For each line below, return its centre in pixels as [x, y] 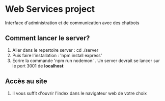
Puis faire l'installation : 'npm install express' [57, 55]
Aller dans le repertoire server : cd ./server [55, 50]
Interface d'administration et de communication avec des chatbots [72, 23]
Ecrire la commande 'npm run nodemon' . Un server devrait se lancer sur [86, 61]
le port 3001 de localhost [38, 66]
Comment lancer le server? [47, 38]
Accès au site [26, 82]
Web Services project [50, 9]
